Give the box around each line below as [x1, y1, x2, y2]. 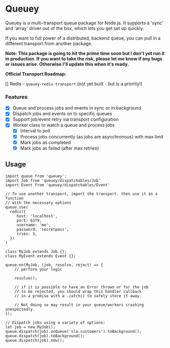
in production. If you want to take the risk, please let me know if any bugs [5, 55, 162, 61]
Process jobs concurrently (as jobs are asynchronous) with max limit [20, 133, 164, 140]
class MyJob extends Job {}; [5, 249, 67, 254]
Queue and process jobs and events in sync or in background [12, 105, 142, 111]
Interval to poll [20, 128, 51, 134]
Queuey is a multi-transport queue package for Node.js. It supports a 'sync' [5, 20, 164, 26]
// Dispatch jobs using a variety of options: [5, 320, 106, 325]
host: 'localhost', [16, 214, 58, 219]
